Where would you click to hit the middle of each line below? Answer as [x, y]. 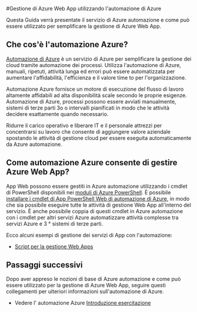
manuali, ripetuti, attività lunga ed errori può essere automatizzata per [91, 71]
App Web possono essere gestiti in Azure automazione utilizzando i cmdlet [97, 186]
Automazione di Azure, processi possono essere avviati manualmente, [91, 101]
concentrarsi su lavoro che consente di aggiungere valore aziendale [88, 131]
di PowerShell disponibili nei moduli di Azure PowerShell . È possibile [89, 192]
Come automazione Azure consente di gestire [92, 163]
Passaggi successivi [45, 265]
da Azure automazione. [34, 144]
